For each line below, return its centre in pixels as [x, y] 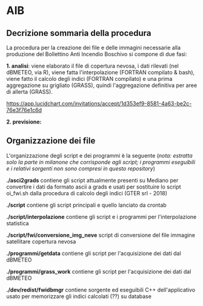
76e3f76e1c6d [24, 110]
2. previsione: [24, 122]
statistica [18, 223]
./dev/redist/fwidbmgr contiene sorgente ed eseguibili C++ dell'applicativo [101, 290]
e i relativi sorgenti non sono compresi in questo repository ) [81, 169]
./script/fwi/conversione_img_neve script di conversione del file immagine [101, 235]
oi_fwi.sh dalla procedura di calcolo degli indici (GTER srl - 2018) [87, 193]
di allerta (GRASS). [29, 92]
